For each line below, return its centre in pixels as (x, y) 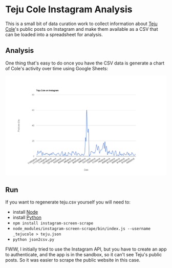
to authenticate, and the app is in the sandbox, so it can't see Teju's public (84, 255)
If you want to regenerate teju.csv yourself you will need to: (68, 202)
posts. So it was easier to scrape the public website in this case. (73, 260)
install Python (27, 218)
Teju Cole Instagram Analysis (69, 9)
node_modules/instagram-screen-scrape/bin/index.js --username (82, 229)
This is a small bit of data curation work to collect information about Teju (81, 24)
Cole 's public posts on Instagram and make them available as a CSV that (82, 29)
